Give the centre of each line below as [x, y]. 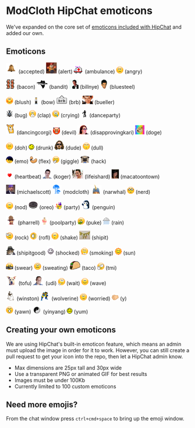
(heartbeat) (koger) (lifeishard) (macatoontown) [87, 176]
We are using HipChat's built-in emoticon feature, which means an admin [94, 344]
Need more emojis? [42, 404]
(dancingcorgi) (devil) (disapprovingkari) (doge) [89, 132]
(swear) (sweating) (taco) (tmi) [66, 267]
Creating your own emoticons [61, 330]
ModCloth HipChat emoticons [79, 11]
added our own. [25, 33]
